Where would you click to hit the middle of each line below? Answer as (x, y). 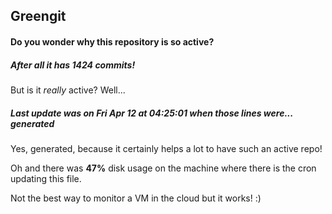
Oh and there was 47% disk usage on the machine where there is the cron (163, 168)
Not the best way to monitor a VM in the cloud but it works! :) (136, 198)
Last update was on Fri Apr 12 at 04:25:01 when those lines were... (152, 113)
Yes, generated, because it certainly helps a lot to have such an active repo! (166, 148)
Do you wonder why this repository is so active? (112, 41)
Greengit (38, 16)
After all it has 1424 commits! (73, 65)
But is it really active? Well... (68, 90)
